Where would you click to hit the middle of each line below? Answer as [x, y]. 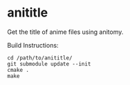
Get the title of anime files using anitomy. [65, 32]
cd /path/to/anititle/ [40, 58]
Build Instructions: [33, 45]
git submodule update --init [49, 64]
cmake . [18, 70]
